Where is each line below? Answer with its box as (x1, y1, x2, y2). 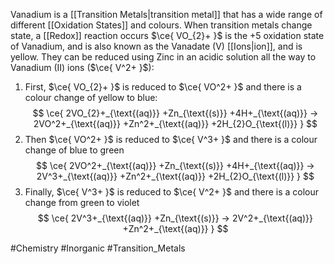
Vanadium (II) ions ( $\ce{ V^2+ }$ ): (10, 62, 155, 73)
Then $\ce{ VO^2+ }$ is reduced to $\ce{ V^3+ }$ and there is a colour (24, 134, 318, 145)
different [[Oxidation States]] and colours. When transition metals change (10, 19, 313, 31)
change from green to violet (24, 197, 140, 208)
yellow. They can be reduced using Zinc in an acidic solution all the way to (10, 51, 317, 63)
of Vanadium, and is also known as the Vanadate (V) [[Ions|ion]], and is (10, 40, 303, 52)
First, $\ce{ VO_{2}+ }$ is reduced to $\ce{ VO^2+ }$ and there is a (24, 81, 302, 93)
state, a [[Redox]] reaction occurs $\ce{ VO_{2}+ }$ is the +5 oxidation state (10, 30, 325, 41)
